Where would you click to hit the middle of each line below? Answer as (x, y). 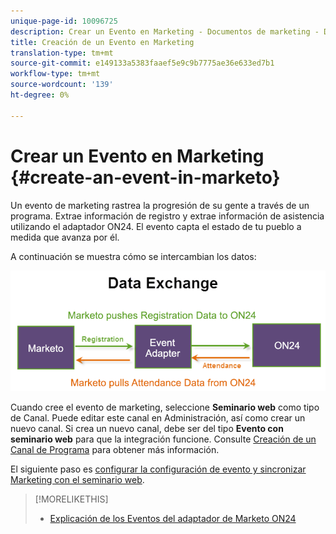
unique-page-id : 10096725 (64, 21)
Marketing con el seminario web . (77, 480)
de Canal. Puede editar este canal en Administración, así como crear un (158, 418)
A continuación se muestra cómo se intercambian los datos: (133, 256)
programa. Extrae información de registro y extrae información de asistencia (167, 216)
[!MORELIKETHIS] (71, 499)
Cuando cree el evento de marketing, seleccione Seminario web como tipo (165, 407)
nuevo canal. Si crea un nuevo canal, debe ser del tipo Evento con (147, 429)
